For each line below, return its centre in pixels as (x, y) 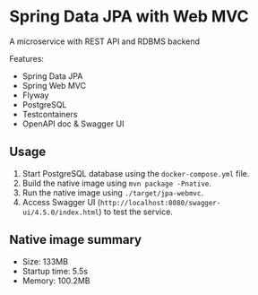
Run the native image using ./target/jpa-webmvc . (113, 192)
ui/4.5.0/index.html (60, 213)
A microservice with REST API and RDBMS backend (104, 41)
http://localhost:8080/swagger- (160, 203)
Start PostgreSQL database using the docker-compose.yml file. (136, 173)
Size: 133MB (45, 261)
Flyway (35, 95)
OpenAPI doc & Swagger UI (73, 124)
